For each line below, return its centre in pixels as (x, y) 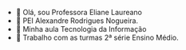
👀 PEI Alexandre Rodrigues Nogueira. (77, 21)
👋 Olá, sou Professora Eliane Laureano (79, 12)
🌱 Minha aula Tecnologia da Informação (81, 29)
